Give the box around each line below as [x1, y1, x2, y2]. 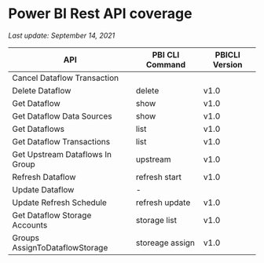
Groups [12, 232, 39, 243]
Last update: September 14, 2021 [8, 31, 115, 40]
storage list [136, 214, 178, 225]
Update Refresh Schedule [12, 197, 108, 208]
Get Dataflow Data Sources [12, 111, 112, 122]
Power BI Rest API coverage [8, 5, 192, 23]
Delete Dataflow [12, 85, 71, 96]
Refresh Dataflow [12, 171, 76, 182]
